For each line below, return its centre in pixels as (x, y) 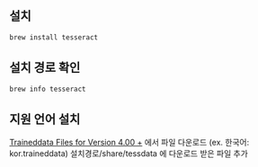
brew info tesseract (48, 89)
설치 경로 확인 (45, 68)
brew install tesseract (54, 37)
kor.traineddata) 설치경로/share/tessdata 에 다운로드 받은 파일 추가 (129, 154)
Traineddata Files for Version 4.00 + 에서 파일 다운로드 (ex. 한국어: (129, 143)
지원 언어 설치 (45, 119)
